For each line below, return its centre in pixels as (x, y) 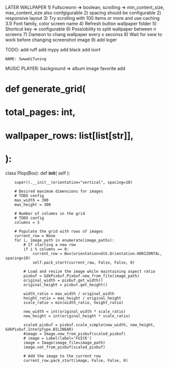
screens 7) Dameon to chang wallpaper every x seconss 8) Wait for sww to (84, 34)
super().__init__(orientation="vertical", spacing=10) (74, 182)
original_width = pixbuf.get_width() (63, 280)
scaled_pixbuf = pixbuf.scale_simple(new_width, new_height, (90, 325)
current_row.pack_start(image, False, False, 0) (76, 360)
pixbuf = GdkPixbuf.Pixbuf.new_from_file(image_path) (81, 276)
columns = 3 (27, 222)
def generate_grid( (45, 89)
